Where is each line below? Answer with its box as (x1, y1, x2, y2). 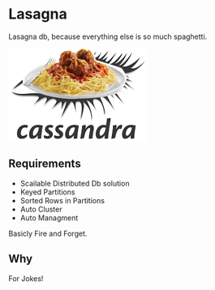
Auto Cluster (19, 204, 62, 214)
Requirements (8, 157, 81, 171)
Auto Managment (19, 212, 79, 223)
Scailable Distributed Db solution (19, 178, 130, 188)
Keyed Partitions (19, 187, 75, 197)
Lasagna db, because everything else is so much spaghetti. (8, 32, 208, 41)
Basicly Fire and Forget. (8, 228, 88, 238)
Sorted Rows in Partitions (19, 195, 105, 205)
